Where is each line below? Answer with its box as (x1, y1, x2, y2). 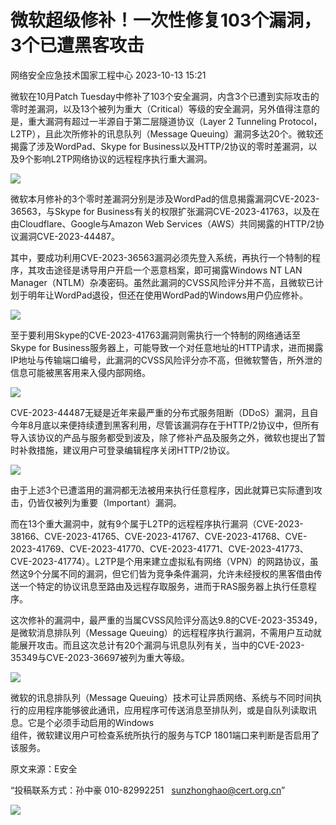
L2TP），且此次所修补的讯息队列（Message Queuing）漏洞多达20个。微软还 (10, 127, 324, 140)
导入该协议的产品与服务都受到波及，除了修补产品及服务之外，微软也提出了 (10, 431, 317, 443)
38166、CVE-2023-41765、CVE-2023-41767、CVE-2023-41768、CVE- (10, 530, 308, 542)
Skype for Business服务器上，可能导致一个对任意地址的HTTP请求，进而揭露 (10, 341, 324, 353)
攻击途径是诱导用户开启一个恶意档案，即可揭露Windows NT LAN (36, 264, 303, 276)
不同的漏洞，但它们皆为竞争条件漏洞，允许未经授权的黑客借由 (59, 567, 314, 580)
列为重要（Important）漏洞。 (62, 496, 182, 508)
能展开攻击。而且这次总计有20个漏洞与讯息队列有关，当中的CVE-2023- (10, 639, 305, 651)
